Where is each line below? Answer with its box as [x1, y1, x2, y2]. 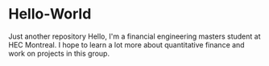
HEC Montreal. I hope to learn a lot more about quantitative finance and [8, 39, 245, 49]
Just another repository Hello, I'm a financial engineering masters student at [8, 31, 261, 41]
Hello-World [8, 5, 92, 23]
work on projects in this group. [8, 48, 110, 58]
